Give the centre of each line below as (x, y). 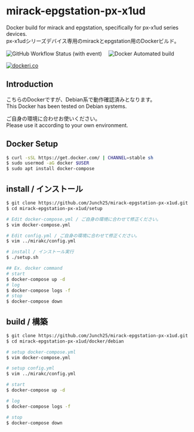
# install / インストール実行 (40, 252)
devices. (17, 33)
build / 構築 (27, 321)
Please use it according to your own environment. (67, 125)
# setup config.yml (30, 368)
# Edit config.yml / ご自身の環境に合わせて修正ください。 (73, 236)
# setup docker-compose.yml (41, 352)
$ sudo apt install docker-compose (50, 169)
